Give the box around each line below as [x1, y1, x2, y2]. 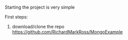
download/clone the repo [12, 23, 65, 29]
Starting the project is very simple [5, 4, 75, 10]
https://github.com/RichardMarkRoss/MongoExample [12, 29, 123, 34]
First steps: [5, 14, 28, 19]
